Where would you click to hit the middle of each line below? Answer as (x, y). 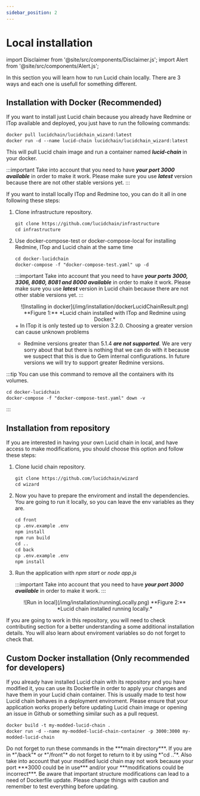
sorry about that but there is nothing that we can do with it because (107, 350)
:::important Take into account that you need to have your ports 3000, (101, 276)
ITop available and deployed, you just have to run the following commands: (98, 123)
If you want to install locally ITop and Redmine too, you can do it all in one (96, 194)
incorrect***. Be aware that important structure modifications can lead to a (98, 774)
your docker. (22, 158)
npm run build (32, 538)
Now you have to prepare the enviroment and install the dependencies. (102, 495)
